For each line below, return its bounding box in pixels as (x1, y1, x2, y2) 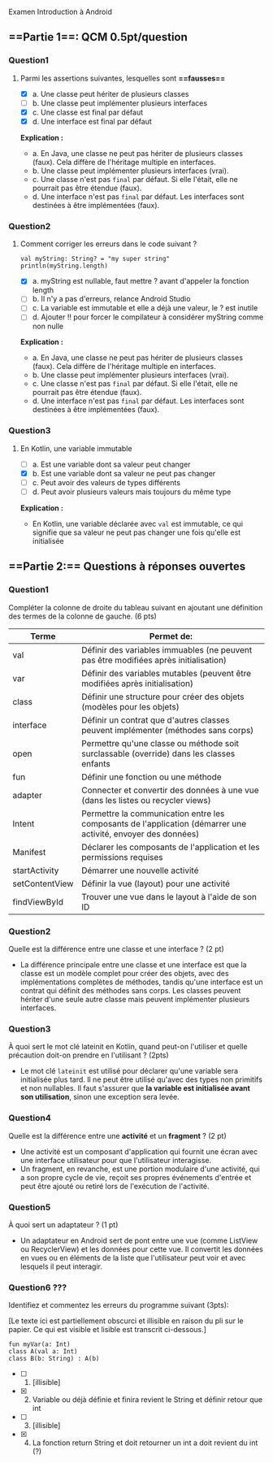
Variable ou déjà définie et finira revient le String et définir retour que (32, 1395, 262, 1404)
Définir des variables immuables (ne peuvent (80, 644, 253, 655)
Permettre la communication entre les (80, 808, 225, 819)
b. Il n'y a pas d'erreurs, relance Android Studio (32, 294, 191, 304)
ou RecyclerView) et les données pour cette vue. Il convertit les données (19, 1244, 264, 1254)
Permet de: (149, 630, 193, 641)
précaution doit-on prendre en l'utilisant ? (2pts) (8, 1050, 169, 1060)
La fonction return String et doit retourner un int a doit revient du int (32, 1438, 258, 1448)
